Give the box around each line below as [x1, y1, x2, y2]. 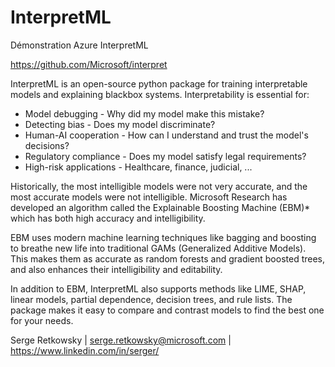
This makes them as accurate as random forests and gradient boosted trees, [10, 252, 326, 265]
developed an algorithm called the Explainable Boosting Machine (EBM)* [10, 201, 311, 213]
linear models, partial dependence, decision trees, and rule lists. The [10, 293, 293, 305]
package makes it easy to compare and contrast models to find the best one [10, 304, 325, 316]
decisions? [24, 139, 70, 151]
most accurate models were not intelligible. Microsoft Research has [10, 191, 288, 203]
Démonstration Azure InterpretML [10, 39, 149, 51]
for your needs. [10, 314, 74, 326]
